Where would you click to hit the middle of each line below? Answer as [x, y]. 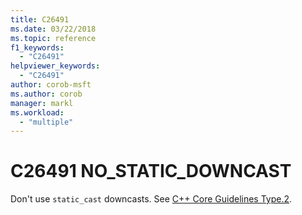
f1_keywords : [37, 47]
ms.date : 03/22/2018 [53, 29]
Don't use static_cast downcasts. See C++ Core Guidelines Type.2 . [151, 199]
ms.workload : [37, 112]
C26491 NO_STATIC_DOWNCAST [151, 171]
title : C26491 [40, 19]
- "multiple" [46, 122]
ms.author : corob [46, 94]
